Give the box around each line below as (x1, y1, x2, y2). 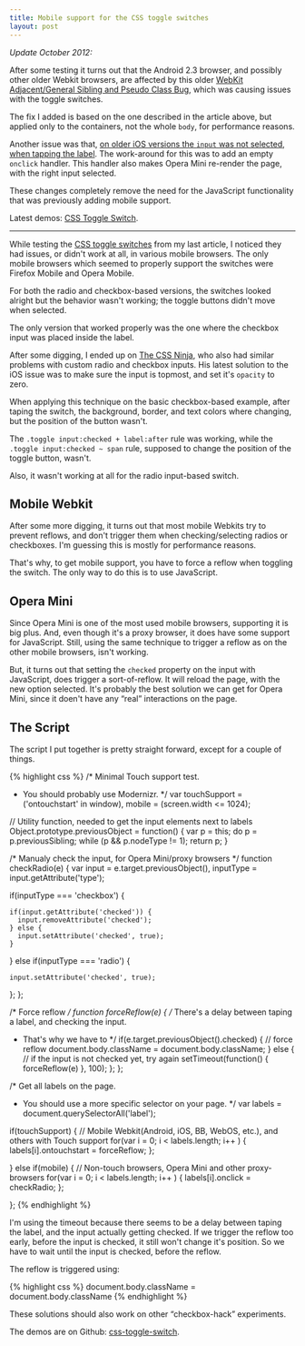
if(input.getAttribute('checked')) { (9, 907, 152, 916)
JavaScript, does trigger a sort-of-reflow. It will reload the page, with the (9, 674, 280, 685)
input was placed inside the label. (9, 331, 134, 342)
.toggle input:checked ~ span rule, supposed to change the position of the (9, 442, 292, 453)
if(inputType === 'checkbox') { (9, 889, 125, 901)
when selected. (9, 304, 67, 315)
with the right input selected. (9, 167, 117, 178)
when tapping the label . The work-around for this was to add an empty (9, 147, 274, 159)
